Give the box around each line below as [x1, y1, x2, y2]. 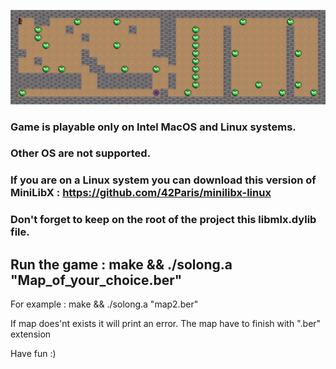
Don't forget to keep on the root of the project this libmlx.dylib [10, 213, 317, 227]
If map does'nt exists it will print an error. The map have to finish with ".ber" [10, 318, 322, 330]
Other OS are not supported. [10, 146, 152, 160]
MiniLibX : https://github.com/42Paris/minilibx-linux [10, 186, 272, 200]
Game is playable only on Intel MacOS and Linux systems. [10, 120, 297, 134]
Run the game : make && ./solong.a [10, 256, 233, 273]
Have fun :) [10, 348, 57, 360]
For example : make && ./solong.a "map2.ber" [10, 298, 199, 310]
